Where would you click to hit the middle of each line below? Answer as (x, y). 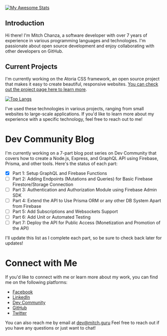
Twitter (20, 313)
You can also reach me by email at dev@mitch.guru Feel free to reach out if (82, 323)
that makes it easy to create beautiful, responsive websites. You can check (82, 84)
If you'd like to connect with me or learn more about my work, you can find (82, 277)
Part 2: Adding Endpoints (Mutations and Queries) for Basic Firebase (83, 178)
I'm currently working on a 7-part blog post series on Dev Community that (81, 153)
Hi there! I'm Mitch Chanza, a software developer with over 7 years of (76, 35)
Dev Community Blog (50, 139)
